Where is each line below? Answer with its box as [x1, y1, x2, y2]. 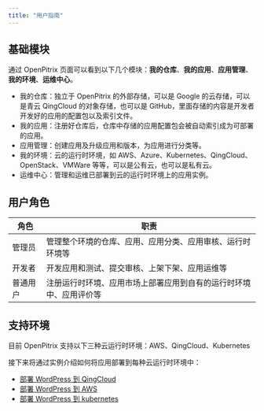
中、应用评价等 [46, 289, 102, 300]
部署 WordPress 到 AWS [19, 384, 98, 394]
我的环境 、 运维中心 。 [8, 75, 77, 84]
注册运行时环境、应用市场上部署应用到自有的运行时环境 [46, 277, 251, 288]
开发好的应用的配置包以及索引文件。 [19, 111, 137, 120]
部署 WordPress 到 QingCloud [19, 375, 116, 384]
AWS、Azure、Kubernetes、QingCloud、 [117, 150, 252, 160]
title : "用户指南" [8, 11, 64, 20]
